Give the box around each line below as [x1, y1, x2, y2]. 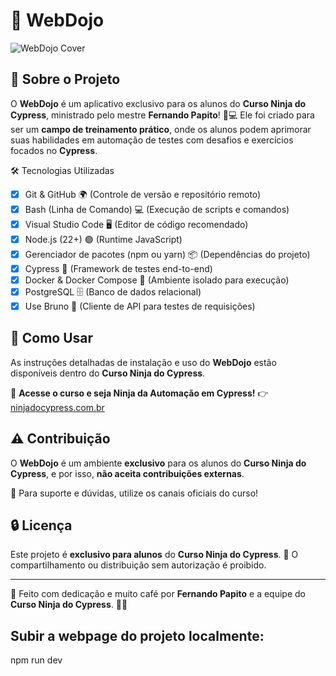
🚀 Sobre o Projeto [10, 71, 121, 88]
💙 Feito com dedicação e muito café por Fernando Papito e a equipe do [10, 588, 306, 600]
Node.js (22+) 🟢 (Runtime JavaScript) [24, 233, 183, 245]
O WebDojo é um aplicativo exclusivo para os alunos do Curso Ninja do [10, 97, 307, 109]
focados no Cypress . [10, 144, 98, 156]
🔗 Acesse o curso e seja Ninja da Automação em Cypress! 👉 [10, 387, 269, 399]
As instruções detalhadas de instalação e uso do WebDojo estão [10, 356, 277, 368]
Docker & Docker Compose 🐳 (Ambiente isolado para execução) [24, 274, 290, 286]
